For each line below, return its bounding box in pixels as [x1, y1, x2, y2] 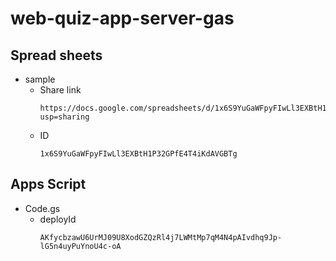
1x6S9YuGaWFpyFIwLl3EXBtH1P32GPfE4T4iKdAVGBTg [39, 149, 238, 159]
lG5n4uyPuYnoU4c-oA [39, 241, 122, 251]
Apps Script [10, 176, 87, 193]
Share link [39, 84, 82, 96]
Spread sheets [10, 47, 103, 64]
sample [24, 73, 56, 85]
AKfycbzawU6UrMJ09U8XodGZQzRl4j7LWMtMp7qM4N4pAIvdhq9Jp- [39, 232, 283, 242]
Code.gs [24, 202, 61, 214]
